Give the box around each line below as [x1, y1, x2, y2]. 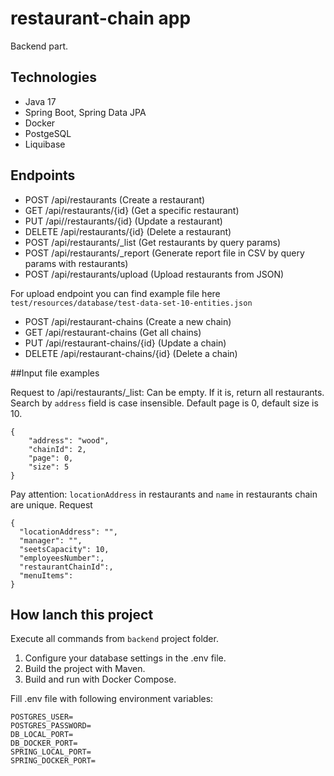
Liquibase [24, 138, 66, 150]
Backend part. [10, 40, 69, 52]
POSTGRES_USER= [10, 712, 74, 722]
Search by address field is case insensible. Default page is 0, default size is [10, 397, 319, 409]
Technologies [10, 69, 98, 86]
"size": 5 [28, 462, 70, 472]
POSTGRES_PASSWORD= [10, 721, 92, 731]
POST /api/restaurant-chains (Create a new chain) [24, 315, 232, 327]
